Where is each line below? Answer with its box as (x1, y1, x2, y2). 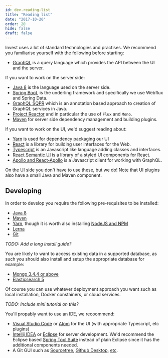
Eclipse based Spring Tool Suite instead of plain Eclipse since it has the (12, 336, 159, 342)
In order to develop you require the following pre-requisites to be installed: (5, 200, 159, 206)
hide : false (5, 26, 30, 31)
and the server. (12, 65, 44, 71)
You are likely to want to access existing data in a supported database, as (5, 251, 157, 257)
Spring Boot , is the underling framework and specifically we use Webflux (12, 90, 163, 95)
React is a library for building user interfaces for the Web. (12, 141, 131, 147)
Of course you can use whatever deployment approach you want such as (5, 286, 157, 292)
